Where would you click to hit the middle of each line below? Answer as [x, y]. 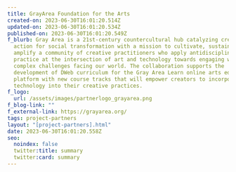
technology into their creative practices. [78, 86]
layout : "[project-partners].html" [59, 125]
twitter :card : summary [47, 158]
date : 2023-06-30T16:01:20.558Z [54, 131]
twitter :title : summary [48, 151]
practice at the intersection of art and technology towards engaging [119, 60]
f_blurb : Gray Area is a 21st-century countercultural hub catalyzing [113, 40]
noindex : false [36, 145]
